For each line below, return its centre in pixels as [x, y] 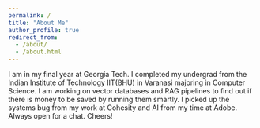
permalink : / [30, 15]
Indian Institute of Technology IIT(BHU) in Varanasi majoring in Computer [127, 82]
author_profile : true [44, 30]
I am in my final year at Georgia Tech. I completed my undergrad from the [128, 74]
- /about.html [38, 52]
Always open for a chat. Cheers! [60, 116]
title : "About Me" [38, 23]
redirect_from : [33, 37]
